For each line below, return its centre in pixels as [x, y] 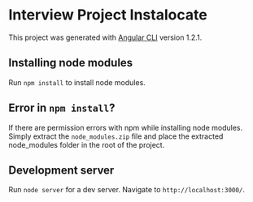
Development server [61, 170]
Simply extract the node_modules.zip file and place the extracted [116, 136]
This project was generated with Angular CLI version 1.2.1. [105, 37]
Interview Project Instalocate [108, 15]
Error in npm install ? [62, 108]
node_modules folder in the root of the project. [87, 144]
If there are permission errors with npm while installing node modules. [126, 127]
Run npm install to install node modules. [77, 82]
